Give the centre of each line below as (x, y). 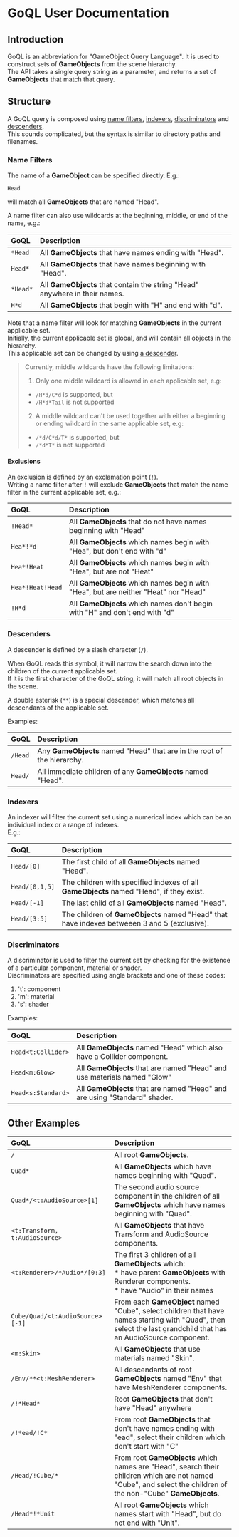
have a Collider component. (122, 1057)
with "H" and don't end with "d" (121, 613)
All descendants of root (153, 1370)
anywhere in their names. (82, 294)
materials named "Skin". (154, 1358)
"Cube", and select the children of (171, 1485)
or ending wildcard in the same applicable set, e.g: (109, 424)
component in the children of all (167, 1196)
